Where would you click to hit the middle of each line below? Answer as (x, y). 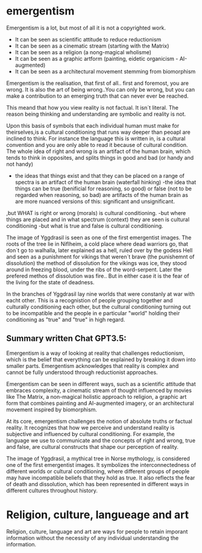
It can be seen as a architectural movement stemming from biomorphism (105, 71)
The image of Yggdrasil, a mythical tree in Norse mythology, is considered (98, 458)
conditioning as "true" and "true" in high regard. (66, 319)
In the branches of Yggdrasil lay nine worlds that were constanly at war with (100, 294)
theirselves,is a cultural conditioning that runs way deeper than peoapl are (99, 132)
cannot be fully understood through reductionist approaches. (82, 372)
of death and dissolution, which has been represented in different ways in (98, 484)
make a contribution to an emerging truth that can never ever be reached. (97, 96)
